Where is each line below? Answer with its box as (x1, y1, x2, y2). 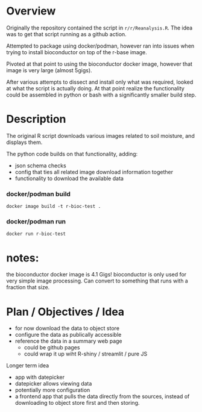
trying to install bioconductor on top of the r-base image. (6, 48, 148, 55)
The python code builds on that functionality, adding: (6, 150, 138, 157)
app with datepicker (14, 373, 65, 381)
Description (6, 113, 66, 126)
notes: (6, 251, 39, 264)
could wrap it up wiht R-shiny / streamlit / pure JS (24, 351, 148, 358)
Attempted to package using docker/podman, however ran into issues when (6, 42, 195, 49)
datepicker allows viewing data (14, 380, 92, 387)
